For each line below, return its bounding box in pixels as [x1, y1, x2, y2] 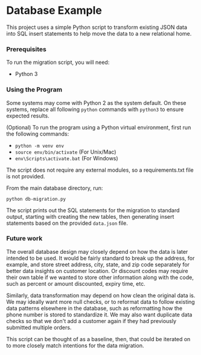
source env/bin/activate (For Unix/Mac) [14, 148, 116, 156]
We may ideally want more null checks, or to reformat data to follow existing [6, 298, 195, 305]
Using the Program [6, 86, 62, 94]
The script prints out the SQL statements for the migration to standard [6, 206, 180, 214]
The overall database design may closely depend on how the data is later [6, 248, 188, 255]
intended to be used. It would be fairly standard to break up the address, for [6, 254, 195, 262]
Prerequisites [6, 45, 46, 53]
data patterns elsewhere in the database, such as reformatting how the [6, 304, 183, 312]
